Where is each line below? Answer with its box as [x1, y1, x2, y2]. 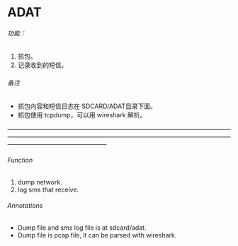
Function [7, 156, 33, 165]
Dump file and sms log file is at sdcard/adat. [17, 223, 147, 232]
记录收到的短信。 [17, 61, 68, 69]
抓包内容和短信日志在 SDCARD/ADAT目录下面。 [17, 102, 157, 110]
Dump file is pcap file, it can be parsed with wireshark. [17, 231, 177, 239]
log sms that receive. [17, 185, 79, 194]
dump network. [17, 177, 62, 186]
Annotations [7, 201, 43, 210]
